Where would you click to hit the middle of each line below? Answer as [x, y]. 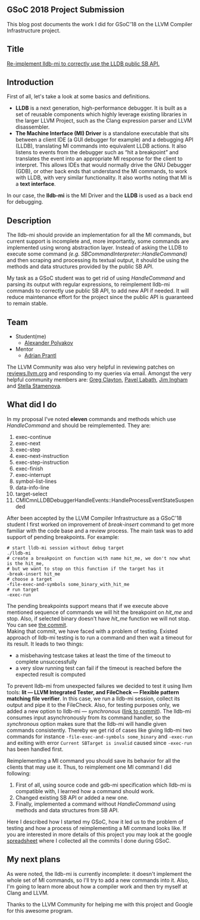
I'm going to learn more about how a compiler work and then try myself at [97, 886]
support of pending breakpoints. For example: [63, 537]
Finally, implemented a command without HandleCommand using [96, 804]
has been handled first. [35, 749]
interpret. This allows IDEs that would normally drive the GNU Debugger [104, 165]
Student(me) [31, 336]
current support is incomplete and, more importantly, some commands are [98, 241]
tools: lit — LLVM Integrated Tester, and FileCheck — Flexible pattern [93, 692]
